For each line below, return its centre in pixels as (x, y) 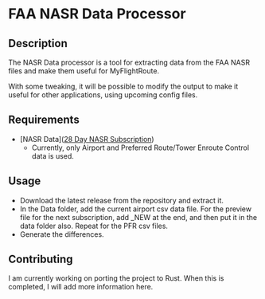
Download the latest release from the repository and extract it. (122, 200)
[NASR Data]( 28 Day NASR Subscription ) (87, 139)
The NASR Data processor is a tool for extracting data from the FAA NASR (129, 62)
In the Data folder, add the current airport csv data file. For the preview (136, 209)
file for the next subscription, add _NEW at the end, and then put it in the (138, 217)
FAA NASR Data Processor (97, 14)
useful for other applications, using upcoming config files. (103, 95)
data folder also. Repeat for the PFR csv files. (94, 226)
